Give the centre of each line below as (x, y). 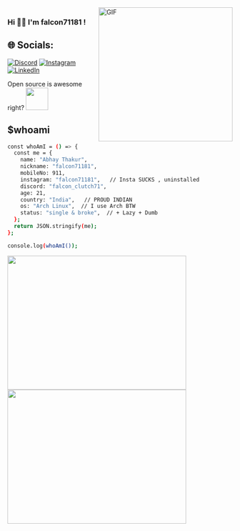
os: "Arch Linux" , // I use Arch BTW (78, 207)
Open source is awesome (45, 84)
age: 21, (33, 193)
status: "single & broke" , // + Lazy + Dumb (89, 213)
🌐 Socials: (31, 45)
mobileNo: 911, (43, 173)
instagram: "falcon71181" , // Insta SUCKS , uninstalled (110, 179)
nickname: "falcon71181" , (59, 167)
